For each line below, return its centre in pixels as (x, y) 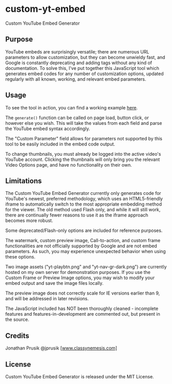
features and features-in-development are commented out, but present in (83, 314)
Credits (17, 335)
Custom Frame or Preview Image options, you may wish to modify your (80, 278)
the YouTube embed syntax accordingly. (48, 129)
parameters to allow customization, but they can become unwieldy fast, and (85, 57)
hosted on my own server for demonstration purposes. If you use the (78, 272)
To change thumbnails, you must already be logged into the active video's (83, 154)
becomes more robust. (29, 221)
